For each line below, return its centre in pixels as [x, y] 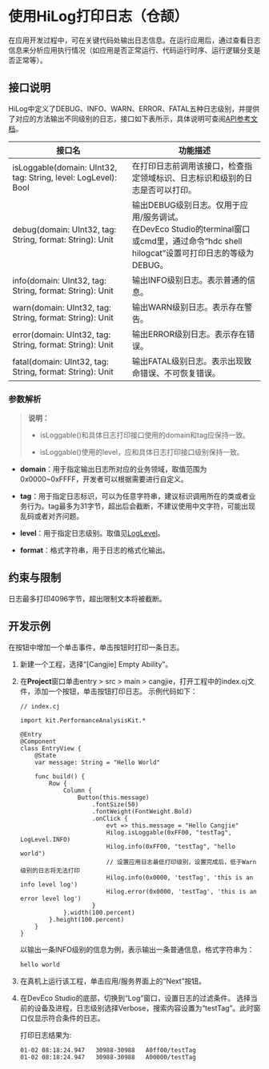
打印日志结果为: [46, 1035]
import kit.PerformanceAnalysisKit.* [83, 720]
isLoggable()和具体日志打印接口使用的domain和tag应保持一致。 [145, 435]
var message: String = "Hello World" [97, 762]
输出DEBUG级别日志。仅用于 [186, 205]
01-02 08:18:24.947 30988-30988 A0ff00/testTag [108, 1050]
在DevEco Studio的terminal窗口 [191, 229]
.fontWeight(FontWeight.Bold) [142, 811]
